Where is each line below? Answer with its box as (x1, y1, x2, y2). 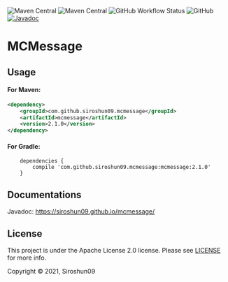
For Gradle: (7, 142, 41, 150)
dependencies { (20, 158, 64, 165)
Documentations (7, 188, 82, 200)
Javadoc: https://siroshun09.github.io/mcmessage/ (7, 207, 155, 216)
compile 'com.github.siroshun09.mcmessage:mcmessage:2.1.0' (32, 164, 211, 171)
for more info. (7, 253, 47, 262)
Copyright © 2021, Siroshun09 (7, 267, 96, 275)
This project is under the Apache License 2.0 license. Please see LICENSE (7, 246, 221, 254)
